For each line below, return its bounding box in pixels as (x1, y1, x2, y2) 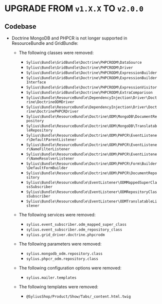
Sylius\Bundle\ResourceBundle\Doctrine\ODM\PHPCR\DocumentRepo (26, 171, 157, 176)
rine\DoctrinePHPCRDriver (26, 109, 79, 114)
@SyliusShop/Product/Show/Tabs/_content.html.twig (26, 294, 131, 299)
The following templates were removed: (18, 284, 98, 289)
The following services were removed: (18, 212, 96, 217)
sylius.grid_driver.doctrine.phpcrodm (26, 232, 105, 237)
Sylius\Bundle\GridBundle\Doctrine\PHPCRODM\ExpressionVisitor (26, 85, 157, 90)
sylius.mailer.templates (26, 275, 77, 280)
